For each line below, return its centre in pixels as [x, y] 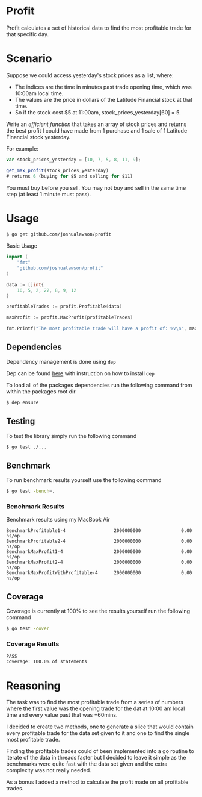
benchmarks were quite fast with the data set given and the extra [87, 764]
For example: [23, 148]
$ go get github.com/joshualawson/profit [59, 234]
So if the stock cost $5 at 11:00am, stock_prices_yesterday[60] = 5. [98, 112]
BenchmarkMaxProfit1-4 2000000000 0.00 [99, 552]
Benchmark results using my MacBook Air [58, 520]
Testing [21, 421]
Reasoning [34, 686]
